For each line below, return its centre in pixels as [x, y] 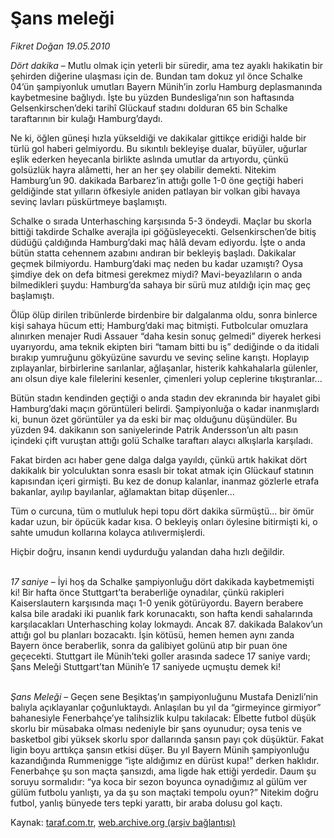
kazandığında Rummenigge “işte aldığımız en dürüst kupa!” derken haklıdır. [165, 760]
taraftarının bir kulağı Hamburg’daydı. [86, 118]
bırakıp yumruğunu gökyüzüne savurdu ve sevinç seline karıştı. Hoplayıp [160, 357]
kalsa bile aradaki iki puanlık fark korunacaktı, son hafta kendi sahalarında [161, 613]
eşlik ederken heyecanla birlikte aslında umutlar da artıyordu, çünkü [149, 159]
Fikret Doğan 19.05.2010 [60, 46]
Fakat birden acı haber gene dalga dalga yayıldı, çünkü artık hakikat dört [159, 459]
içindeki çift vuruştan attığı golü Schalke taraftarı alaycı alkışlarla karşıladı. [162, 440]
